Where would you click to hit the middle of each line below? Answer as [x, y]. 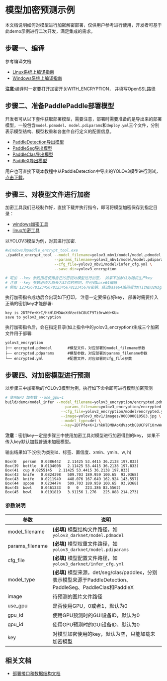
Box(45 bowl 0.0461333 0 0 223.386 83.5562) [63, 488]
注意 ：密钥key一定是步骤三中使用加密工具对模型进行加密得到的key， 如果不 [83, 436]
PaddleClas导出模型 [33, 154]
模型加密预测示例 [40, 10]
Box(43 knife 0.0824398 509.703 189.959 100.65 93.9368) [72, 475]
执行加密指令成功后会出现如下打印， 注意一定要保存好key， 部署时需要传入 [82, 297]
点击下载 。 [16, 177]
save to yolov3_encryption [33, 317]
